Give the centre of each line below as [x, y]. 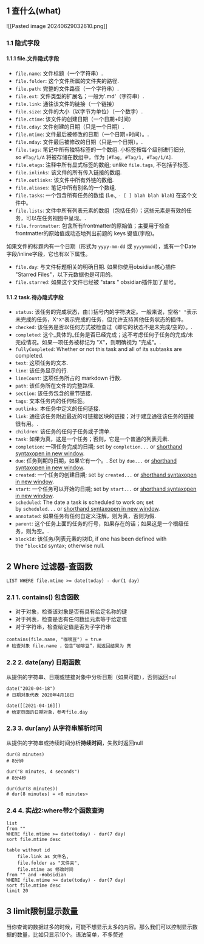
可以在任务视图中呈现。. [56, 218]
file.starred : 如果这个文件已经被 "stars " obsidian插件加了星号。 [97, 282]
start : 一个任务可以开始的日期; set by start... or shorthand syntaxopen [106, 489]
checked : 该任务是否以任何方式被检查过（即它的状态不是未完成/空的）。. [104, 327]
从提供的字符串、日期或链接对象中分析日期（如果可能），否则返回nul [91, 677]
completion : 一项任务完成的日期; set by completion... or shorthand [99, 447]
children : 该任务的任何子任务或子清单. [63, 431]
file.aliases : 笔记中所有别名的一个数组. [66, 187]
